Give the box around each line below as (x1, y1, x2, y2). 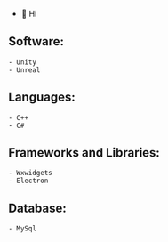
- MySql (8, 224, 37, 233)
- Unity (8, 58, 37, 67)
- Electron (8, 176, 49, 186)
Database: (8, 200, 68, 215)
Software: (8, 34, 64, 49)
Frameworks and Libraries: (8, 145, 161, 160)
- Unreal (8, 65, 41, 75)
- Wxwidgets (8, 169, 52, 178)
